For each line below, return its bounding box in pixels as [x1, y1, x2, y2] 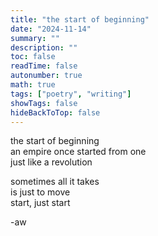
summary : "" [10, 33, 60, 43]
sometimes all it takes [10, 176, 100, 188]
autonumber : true [10, 71, 83, 81]
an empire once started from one [10, 146, 147, 158]
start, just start [10, 197, 71, 209]
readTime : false [10, 61, 78, 71]
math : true [10, 80, 56, 90]
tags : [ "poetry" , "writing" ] [10, 89, 132, 99]
